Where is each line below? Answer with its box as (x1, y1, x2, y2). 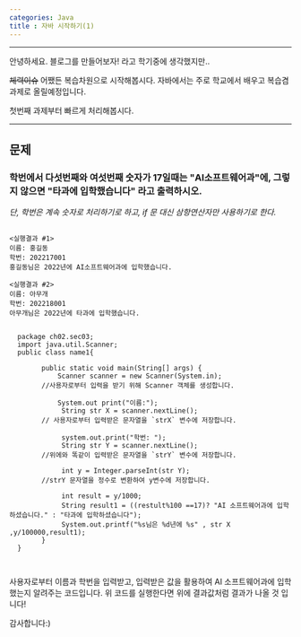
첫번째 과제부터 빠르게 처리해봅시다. (9, 105, 134, 116)
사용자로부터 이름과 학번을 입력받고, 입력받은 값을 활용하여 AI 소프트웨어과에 (9, 576, 275, 588)
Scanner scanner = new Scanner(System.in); (56, 371, 222, 381)
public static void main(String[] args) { (41, 364, 202, 373)
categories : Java (9, 13, 74, 22)
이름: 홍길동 (9, 244, 49, 253)
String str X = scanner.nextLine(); (61, 406, 199, 415)
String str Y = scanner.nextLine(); (61, 441, 199, 450)
